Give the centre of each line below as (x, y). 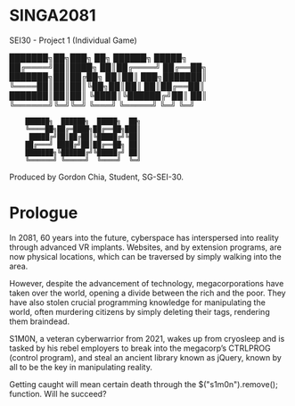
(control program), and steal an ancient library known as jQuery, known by (146, 357)
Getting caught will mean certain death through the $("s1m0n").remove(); (143, 384)
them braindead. (39, 321)
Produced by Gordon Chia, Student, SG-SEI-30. (97, 177)
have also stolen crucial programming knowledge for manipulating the (137, 302)
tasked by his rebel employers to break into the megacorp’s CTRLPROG (140, 348)
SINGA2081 (53, 16)
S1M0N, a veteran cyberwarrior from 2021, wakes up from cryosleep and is (147, 338)
